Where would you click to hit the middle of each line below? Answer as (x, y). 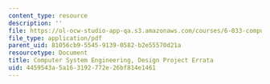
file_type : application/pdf (55, 38)
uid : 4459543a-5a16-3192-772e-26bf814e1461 (82, 68)
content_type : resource (48, 16)
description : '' (35, 23)
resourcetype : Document (48, 53)
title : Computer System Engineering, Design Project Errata (111, 61)
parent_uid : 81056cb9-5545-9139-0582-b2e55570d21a (95, 46)
